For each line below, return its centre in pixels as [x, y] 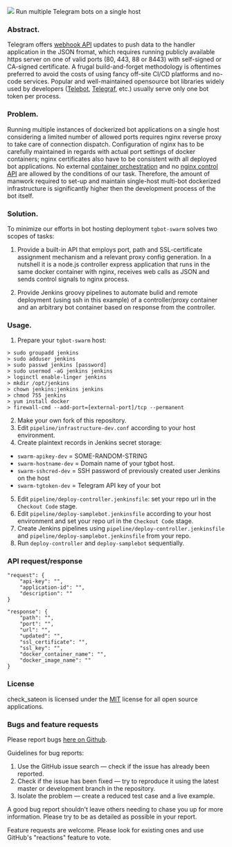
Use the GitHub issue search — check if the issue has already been [113, 767]
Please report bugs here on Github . [57, 739]
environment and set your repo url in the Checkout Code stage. [105, 521]
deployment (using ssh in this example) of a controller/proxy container [117, 300]
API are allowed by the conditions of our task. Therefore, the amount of [108, 173]
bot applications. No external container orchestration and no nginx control [113, 166]
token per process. [34, 96]
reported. [30, 774]
